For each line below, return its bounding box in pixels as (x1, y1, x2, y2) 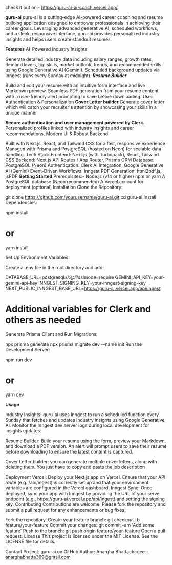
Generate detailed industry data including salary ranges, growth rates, (5, 56, 153, 62)
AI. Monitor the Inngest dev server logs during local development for (5, 422, 149, 428)
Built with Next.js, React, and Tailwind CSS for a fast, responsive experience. (5, 141, 167, 146)
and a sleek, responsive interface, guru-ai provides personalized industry (5, 31, 160, 36)
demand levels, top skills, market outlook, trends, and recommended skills (5, 62, 162, 67)
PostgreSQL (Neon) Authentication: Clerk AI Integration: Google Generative (5, 162, 164, 168)
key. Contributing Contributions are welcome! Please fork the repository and (5, 501, 166, 507)
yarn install (5, 244, 29, 251)
